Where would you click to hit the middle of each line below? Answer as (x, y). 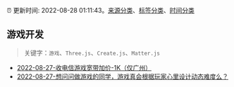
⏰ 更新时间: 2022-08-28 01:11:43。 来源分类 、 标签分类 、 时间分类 (100, 10)
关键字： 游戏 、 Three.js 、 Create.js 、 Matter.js (92, 53)
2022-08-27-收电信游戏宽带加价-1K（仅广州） (84, 67)
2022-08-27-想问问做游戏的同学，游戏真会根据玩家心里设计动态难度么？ (123, 76)
